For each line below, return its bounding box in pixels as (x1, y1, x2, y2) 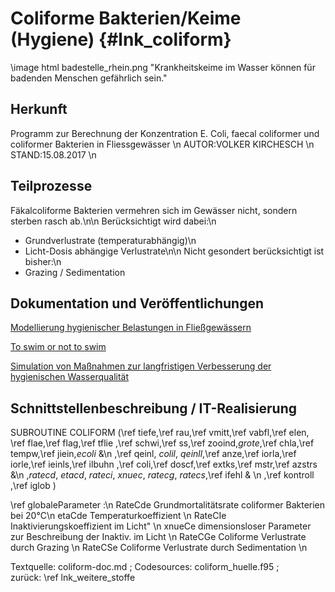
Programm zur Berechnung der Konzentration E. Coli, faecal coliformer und (10, 127, 320, 139)
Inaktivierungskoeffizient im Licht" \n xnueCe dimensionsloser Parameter (10, 520, 312, 532)
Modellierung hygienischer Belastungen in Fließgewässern (10, 322, 252, 334)
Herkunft (10, 101, 68, 118)
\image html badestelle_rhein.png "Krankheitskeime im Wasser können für (10, 61, 316, 73)
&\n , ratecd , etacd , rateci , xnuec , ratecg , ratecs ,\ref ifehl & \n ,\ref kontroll (10, 469, 315, 481)
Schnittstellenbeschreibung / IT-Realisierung (10, 400, 297, 417)
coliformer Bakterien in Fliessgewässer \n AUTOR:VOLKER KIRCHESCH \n (10, 138, 315, 150)
